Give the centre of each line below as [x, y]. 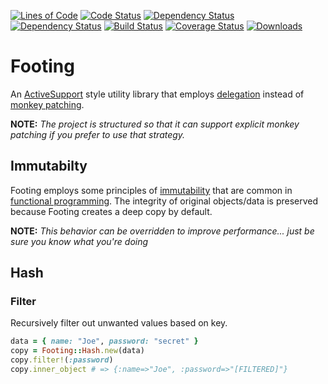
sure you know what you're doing [79, 241]
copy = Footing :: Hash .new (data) [77, 351]
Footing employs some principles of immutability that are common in [151, 190]
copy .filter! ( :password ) [62, 360]
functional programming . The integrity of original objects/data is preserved [164, 201]
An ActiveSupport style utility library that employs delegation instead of [157, 94]
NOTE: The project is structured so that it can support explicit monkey [155, 124]
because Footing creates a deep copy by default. [111, 211]
